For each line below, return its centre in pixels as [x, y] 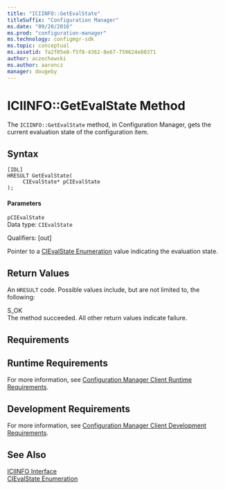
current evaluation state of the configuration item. [78, 132]
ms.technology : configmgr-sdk [51, 39]
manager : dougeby [32, 71]
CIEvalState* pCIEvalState [61, 182]
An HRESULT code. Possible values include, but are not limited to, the [103, 290]
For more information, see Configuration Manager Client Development [107, 425]
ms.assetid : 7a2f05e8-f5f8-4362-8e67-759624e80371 [82, 53]
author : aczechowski [37, 59]
